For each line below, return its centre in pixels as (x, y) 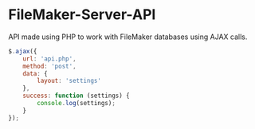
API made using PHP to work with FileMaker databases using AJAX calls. (128, 37)
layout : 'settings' (69, 81)
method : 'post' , (50, 66)
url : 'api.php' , (50, 59)
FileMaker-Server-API (82, 15)
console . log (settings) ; (76, 104)
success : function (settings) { (76, 96)
